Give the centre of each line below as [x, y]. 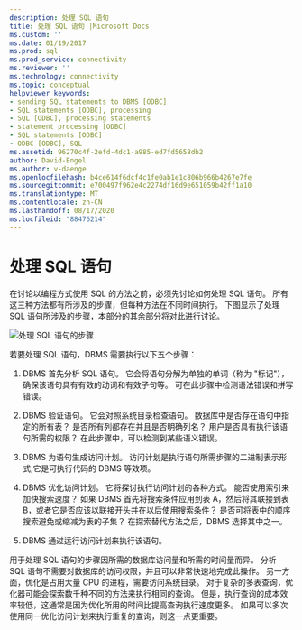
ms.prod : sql [34, 51]
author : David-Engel [48, 160]
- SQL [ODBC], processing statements [80, 118]
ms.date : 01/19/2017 [48, 43]
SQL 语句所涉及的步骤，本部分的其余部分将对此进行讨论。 [117, 316]
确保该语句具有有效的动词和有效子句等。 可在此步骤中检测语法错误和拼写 [158, 384]
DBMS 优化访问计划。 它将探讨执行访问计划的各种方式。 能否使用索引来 [156, 487]
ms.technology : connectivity [64, 77]
